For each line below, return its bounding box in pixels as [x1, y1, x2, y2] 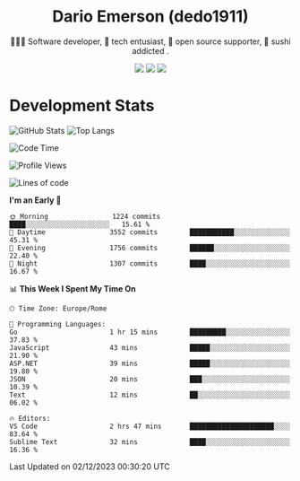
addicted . [132, 45, 169, 56]
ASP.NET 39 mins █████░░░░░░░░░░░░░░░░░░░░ [9, 359, 291, 368]
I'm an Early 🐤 [9, 195, 62, 206]
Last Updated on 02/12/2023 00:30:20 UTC [9, 460, 170, 472]
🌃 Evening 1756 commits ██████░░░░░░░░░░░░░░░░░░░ [9, 243, 291, 252]
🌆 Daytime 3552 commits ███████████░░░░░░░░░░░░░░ [9, 227, 291, 237]
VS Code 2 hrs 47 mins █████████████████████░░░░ [9, 422, 291, 431]
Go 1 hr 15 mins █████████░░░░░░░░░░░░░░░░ [9, 328, 291, 337]
